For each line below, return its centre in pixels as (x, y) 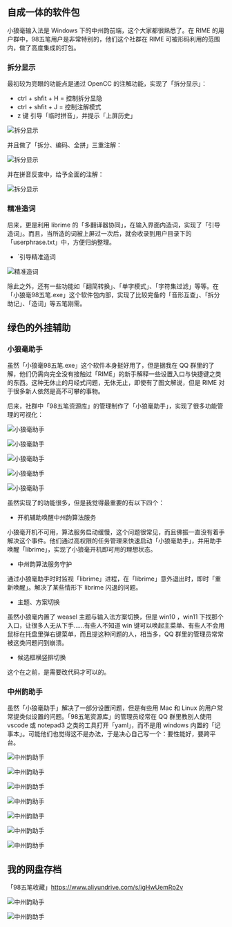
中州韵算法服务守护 (45, 564)
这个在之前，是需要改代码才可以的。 (59, 672)
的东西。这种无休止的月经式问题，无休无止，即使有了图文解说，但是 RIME (112, 383)
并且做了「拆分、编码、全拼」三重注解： (65, 145)
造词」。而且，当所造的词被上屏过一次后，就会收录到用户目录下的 (99, 234)
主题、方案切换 (38, 602)
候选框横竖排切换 (41, 657)
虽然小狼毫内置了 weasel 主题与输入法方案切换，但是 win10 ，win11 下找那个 (116, 617)
